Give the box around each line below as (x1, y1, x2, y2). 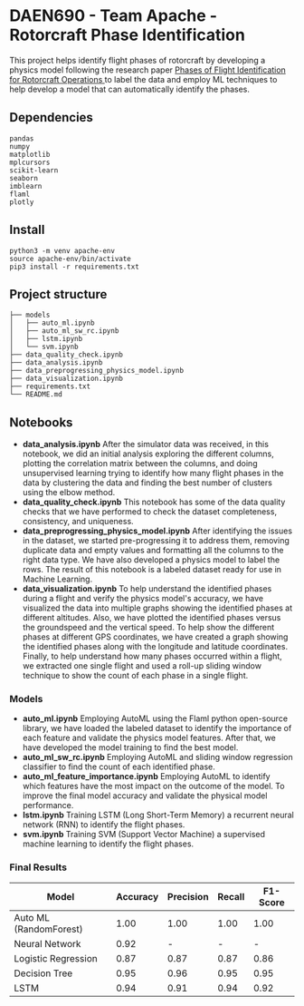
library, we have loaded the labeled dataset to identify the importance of (22, 723, 292, 734)
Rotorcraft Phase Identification (9, 24, 246, 45)
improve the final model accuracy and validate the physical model (22, 790, 268, 801)
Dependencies (9, 110, 93, 125)
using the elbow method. (22, 487, 116, 498)
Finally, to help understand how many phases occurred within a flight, (22, 650, 282, 662)
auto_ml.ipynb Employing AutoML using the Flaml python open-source (22, 713, 288, 724)
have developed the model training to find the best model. (22, 742, 239, 753)
